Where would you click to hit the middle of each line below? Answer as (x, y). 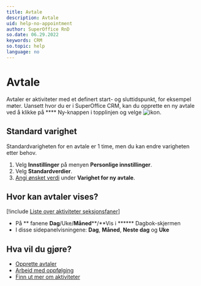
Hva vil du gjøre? (39, 249)
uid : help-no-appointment (39, 23)
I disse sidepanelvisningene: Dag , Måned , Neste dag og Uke (92, 230)
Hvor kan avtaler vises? (52, 197)
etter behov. (21, 152)
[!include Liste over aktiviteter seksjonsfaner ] (63, 211)
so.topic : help (26, 47)
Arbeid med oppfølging (44, 271)
